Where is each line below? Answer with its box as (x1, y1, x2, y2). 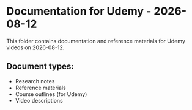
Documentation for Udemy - (6, 4, 152, 18)
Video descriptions (15, 97, 63, 104)
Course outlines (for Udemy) (15, 90, 87, 98)
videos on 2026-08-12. (6, 44, 65, 51)
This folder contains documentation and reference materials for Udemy (6, 37, 185, 44)
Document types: (6, 61, 75, 72)
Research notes (15, 77, 55, 84)
